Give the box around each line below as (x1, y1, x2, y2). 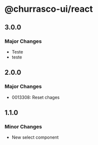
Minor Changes (4, 123, 42, 130)
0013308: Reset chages (11, 94, 60, 100)
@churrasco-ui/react (4, 3, 93, 15)
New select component (11, 134, 59, 141)
